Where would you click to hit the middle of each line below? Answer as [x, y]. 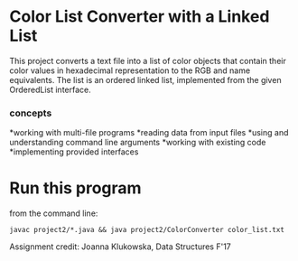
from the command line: [54, 213]
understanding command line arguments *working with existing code [138, 143]
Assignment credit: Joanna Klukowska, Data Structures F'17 [121, 247]
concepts [31, 113]
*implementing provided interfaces [74, 152]
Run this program [75, 188]
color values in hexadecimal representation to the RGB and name [130, 70]
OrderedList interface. [51, 89]
